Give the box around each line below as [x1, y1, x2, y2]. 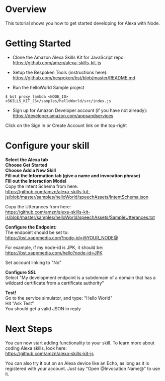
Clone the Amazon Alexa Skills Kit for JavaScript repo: [12, 54, 125, 60]
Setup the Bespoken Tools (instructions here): [12, 69, 108, 75]
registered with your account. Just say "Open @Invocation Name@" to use [5, 365, 160, 371]
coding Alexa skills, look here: [5, 345, 67, 351]
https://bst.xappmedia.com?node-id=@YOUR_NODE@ [5, 234, 118, 240]
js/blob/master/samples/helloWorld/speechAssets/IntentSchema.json [5, 194, 149, 200]
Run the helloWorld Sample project [12, 84, 85, 90]
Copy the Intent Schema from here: [5, 183, 78, 189]
